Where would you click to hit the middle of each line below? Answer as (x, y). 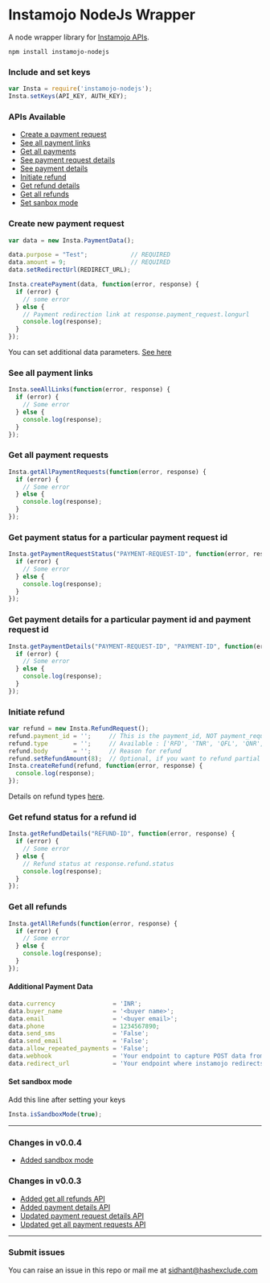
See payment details (54, 169)
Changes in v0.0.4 (45, 1142)
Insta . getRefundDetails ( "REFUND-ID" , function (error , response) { (122, 834)
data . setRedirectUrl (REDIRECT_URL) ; (70, 270)
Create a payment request (63, 134)
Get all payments (48, 151)
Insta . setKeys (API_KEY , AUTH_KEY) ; (68, 97)
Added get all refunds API (63, 1198)
